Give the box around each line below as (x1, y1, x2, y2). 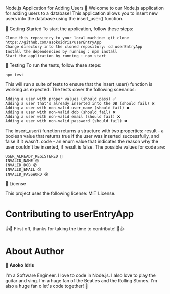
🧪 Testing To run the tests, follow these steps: (5, 62, 102, 68)
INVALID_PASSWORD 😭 (5, 171, 49, 177)
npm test (5, 72, 24, 77)
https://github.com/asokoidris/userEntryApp (5, 40, 102, 45)
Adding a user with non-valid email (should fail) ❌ (5, 114, 120, 119)
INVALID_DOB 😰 (5, 163, 37, 168)
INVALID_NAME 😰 (5, 158, 39, 163)
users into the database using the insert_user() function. (5, 16, 124, 21)
